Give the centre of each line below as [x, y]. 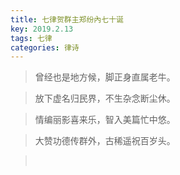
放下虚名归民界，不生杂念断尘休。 [105, 98]
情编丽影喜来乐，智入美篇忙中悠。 [105, 120]
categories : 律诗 [45, 47]
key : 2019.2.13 [42, 29]
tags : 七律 [31, 38]
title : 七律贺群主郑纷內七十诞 [67, 19]
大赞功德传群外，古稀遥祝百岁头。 [105, 141]
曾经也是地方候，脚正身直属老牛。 [105, 77]
